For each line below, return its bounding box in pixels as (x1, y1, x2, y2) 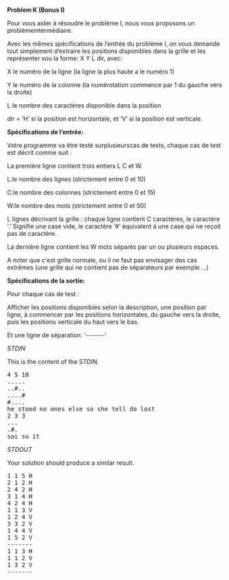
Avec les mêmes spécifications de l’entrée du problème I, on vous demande (7, 40, 220, 47)
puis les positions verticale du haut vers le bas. (7, 318, 139, 326)
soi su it (7, 433, 40, 440)
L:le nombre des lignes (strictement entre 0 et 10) (7, 175, 146, 183)
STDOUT (7, 446, 33, 453)
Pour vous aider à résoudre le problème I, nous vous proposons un (7, 19, 195, 27)
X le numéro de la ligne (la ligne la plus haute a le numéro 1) (7, 68, 175, 75)
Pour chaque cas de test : (7, 290, 80, 298)
